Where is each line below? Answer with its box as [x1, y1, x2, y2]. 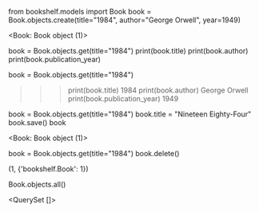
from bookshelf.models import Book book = [8, 7, 152, 16]
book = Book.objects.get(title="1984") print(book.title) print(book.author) [8, 46, 249, 55]
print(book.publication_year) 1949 [67, 94, 179, 103]
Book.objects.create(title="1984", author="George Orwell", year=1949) [8, 15, 241, 25]
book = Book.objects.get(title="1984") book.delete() [8, 149, 180, 158]
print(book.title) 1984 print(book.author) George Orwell [67, 85, 249, 95]
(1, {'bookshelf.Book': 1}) [8, 164, 90, 174]
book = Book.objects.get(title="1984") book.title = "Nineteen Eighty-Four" [8, 109, 252, 119]
